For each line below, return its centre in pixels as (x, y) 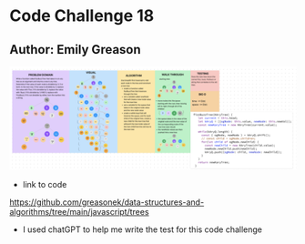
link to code (45, 185)
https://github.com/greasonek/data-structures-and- (107, 202)
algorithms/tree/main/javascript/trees (79, 212)
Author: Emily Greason (75, 50)
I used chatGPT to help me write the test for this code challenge (142, 229)
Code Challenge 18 (82, 16)
